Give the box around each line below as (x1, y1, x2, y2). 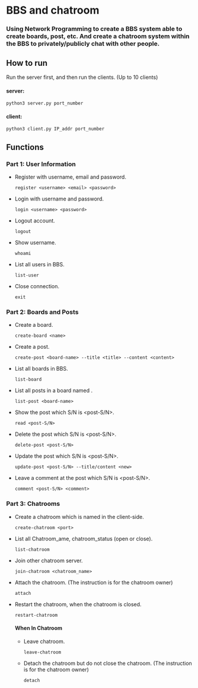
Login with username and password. (14, 195, 104, 202)
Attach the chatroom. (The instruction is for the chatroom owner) (14, 579, 173, 586)
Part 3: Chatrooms (6, 499, 60, 508)
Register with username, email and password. (14, 173, 126, 181)
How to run (6, 58, 48, 68)
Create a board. (14, 321, 53, 329)
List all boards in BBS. (14, 365, 68, 372)
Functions (6, 142, 44, 152)
